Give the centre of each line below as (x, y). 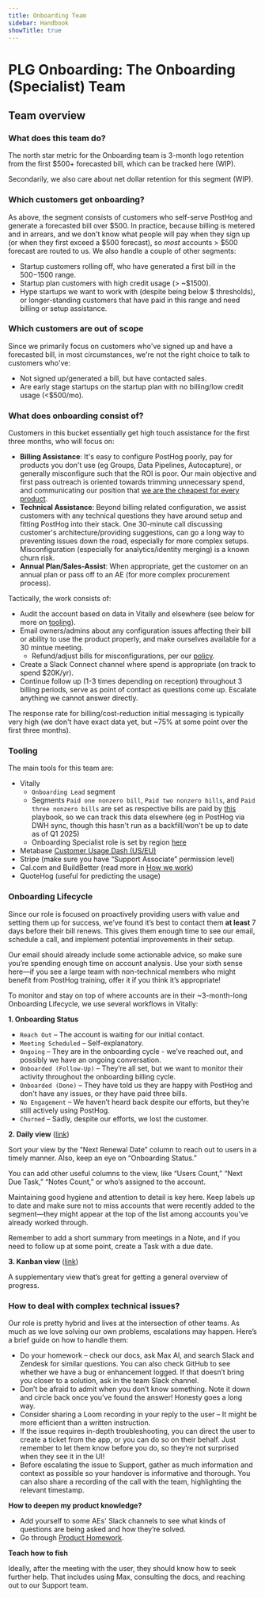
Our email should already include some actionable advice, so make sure (125, 954)
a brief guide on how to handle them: (68, 1340)
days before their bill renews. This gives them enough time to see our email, (132, 931)
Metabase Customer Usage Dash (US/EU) (88, 851)
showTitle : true (35, 30)
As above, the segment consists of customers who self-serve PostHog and (131, 217)
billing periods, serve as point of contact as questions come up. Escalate (138, 690)
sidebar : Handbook (38, 23)
